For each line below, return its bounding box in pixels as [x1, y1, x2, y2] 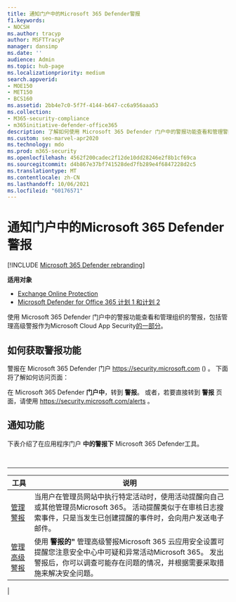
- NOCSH [7, 23, 30, 30]
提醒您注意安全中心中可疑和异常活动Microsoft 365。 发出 [34, 547, 224, 557]
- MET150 [7, 89, 33, 96]
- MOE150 [7, 82, 33, 89]
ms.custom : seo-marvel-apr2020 [7, 134, 99, 142]
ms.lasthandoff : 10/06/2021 [7, 180, 90, 187]
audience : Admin [7, 56, 55, 63]
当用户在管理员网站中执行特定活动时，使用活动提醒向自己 [34, 491, 225, 501]
